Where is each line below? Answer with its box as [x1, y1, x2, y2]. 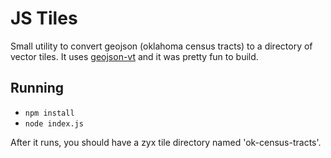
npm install [24, 108, 75, 118]
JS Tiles [10, 7, 78, 30]
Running [10, 80, 65, 97]
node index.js [24, 118, 84, 129]
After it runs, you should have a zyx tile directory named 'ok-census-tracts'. [10, 136, 322, 148]
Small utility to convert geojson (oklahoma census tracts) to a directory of [10, 40, 313, 52]
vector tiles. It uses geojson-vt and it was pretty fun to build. [10, 50, 259, 62]
